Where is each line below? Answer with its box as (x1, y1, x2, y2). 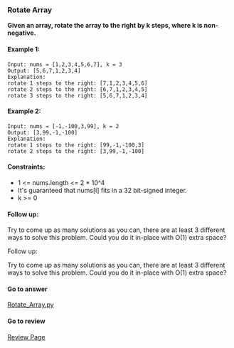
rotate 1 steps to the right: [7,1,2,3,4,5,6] (7, 80, 148, 87)
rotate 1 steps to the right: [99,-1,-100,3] (7, 141, 144, 149)
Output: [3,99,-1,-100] (7, 129, 78, 136)
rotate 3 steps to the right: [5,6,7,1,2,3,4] (7, 92, 148, 99)
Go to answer (7, 285, 48, 293)
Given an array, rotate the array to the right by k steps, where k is (7, 21, 203, 30)
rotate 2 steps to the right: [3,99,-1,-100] (7, 147, 144, 154)
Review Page (7, 332, 46, 341)
